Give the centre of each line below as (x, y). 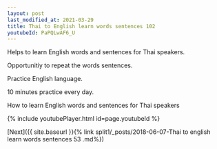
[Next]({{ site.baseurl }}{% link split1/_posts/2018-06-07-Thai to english (109, 132)
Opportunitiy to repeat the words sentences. (70, 65)
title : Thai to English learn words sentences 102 (81, 26)
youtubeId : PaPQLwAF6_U (41, 33)
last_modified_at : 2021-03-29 (51, 20)
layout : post (26, 13)
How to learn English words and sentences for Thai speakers (94, 105)
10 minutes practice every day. (51, 92)
